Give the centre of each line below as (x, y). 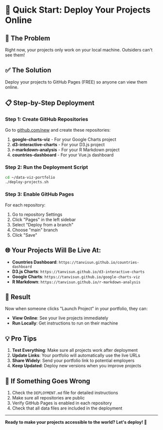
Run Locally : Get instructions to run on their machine (65, 323)
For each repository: (25, 205)
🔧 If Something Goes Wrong (48, 381)
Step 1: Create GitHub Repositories (47, 120)
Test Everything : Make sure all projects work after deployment (75, 350)
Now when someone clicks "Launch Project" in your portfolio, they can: (76, 309)
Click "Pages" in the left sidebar (44, 219)
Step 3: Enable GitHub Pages (40, 194)
